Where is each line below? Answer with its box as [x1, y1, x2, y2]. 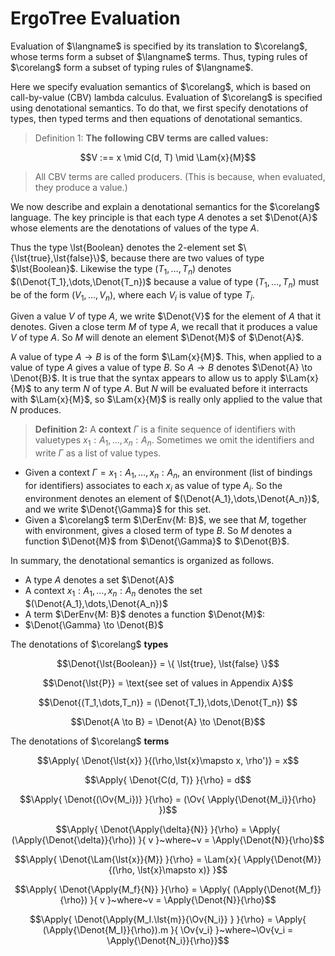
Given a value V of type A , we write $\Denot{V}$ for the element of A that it [10, 310, 321, 322]
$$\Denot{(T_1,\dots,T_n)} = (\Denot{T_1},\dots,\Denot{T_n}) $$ [38, 696, 298, 708]
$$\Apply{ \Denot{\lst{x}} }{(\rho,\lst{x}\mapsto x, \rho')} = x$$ [36, 754, 300, 766]
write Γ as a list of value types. [34, 447, 162, 459]
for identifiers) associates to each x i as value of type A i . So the [24, 479, 283, 494]
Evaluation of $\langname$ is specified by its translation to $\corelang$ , [10, 40, 308, 52]
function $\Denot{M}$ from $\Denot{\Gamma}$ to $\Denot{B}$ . [24, 535, 290, 547]
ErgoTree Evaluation [10, 7, 181, 30]
